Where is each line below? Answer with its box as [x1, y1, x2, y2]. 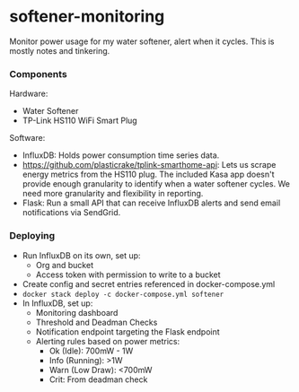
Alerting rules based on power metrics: [35, 335, 180, 346]
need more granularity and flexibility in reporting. [22, 188, 204, 199]
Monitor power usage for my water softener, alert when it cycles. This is [9, 36, 275, 47]
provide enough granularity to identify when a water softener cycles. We [22, 179, 290, 189]
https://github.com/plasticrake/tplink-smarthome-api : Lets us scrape [22, 160, 277, 170]
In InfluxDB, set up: [22, 298, 93, 309]
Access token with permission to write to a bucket [35, 269, 222, 280]
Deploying [9, 230, 56, 242]
